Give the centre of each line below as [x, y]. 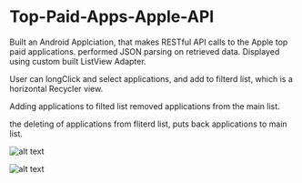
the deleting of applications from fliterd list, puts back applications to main [149, 124]
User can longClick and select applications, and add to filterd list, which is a [151, 78]
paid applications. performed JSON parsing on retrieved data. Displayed [145, 51]
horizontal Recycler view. [56, 88]
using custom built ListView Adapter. [78, 61]
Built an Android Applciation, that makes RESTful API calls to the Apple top [149, 42]
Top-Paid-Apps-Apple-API [112, 17]
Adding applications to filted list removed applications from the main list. [145, 106]
